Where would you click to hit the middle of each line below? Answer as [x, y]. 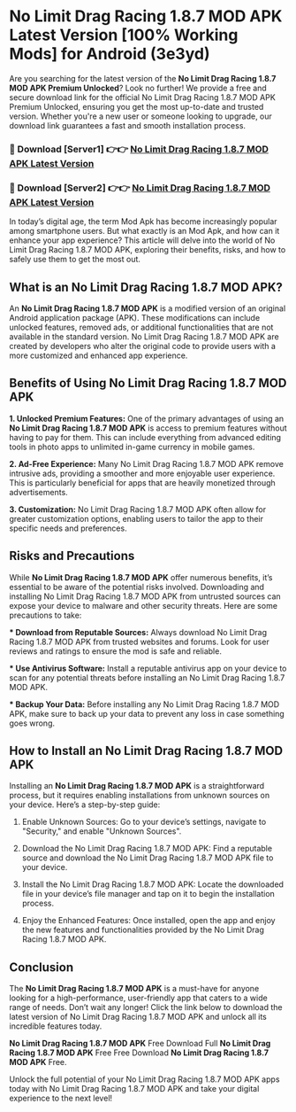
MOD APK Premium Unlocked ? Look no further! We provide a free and [138, 88]
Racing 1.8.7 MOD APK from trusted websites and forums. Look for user [139, 642]
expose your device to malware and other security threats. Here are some [144, 605]
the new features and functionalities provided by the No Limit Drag [143, 930]
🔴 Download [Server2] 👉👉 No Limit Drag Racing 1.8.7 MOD [140, 188]
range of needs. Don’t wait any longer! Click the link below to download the [146, 1007]
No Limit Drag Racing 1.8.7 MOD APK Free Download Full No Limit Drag [140, 1044]
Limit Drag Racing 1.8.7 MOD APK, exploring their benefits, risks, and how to [148, 250]
